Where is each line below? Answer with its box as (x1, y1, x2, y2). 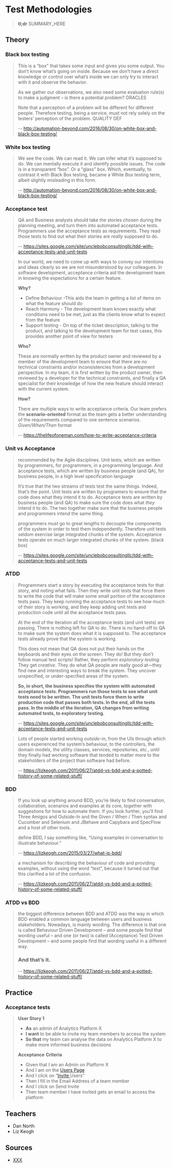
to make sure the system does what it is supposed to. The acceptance (17, 630, 166, 636)
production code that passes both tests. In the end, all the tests (17, 699, 155, 705)
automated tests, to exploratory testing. (17, 710, 105, 716)
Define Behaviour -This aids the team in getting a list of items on (25, 295, 161, 301)
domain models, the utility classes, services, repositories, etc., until (17, 746, 160, 752)
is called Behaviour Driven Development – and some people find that (17, 927, 163, 933)
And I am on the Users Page (25, 1067, 85, 1073)
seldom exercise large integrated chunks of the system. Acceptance (17, 531, 162, 537)
